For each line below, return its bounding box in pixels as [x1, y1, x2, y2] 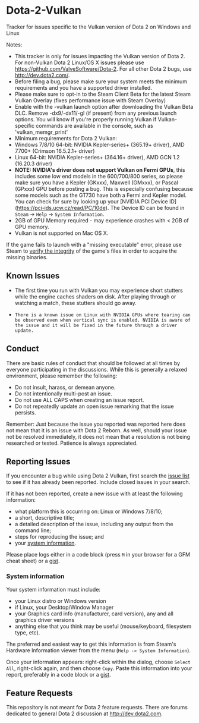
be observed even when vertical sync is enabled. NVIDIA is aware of [14, 317, 191, 323]
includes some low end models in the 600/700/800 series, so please [14, 172, 183, 180]
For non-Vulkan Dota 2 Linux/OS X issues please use [14, 59, 144, 66]
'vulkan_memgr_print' [14, 128, 68, 136]
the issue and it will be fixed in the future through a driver [14, 322, 178, 328]
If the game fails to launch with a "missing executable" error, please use [6, 241, 182, 248]
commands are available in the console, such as [35, 122, 153, 129]
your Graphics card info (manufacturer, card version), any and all [14, 610, 173, 617]
